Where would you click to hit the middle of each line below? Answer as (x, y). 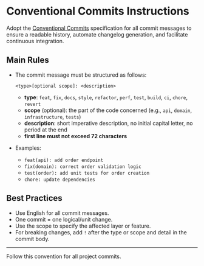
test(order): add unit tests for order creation (87, 173)
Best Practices (34, 198)
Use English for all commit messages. (62, 213)
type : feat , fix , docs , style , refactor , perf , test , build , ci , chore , (106, 97)
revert (32, 104)
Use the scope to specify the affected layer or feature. (83, 226)
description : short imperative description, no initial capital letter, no (108, 123)
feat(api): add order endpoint (64, 160)
